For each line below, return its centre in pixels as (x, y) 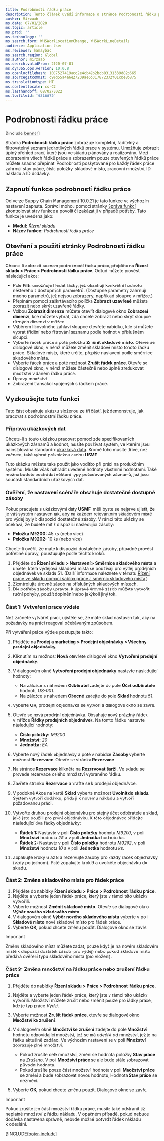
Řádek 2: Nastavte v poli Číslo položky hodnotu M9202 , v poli (82, 843)
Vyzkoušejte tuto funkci (43, 399)
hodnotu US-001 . (37, 690)
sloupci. (20, 337)
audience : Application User (34, 46)
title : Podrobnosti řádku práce (38, 10)
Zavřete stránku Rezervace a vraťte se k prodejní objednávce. (75, 783)
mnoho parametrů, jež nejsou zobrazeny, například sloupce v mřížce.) (82, 296)
